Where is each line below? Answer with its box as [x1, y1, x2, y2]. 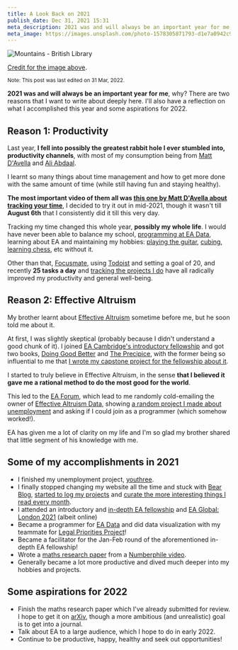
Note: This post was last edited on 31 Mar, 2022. [7, 77, 125, 84]
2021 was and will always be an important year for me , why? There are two [7, 89, 230, 98]
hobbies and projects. [17, 565, 81, 574]
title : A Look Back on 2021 [7, 10, 91, 18]
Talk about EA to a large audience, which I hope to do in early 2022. [17, 627, 216, 636]
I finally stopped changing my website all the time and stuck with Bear [17, 482, 222, 491]
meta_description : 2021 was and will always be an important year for [7, 23, 220, 30]
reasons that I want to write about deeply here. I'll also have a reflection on [7, 97, 225, 106]
